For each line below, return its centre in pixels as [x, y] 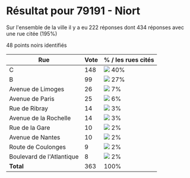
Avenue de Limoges [37, 89]
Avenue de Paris [32, 98]
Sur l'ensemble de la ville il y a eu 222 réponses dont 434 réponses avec [95, 27]
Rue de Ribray [29, 108]
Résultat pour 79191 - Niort [73, 11]
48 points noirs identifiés [37, 45]
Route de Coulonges [38, 147]
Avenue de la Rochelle [40, 118]
